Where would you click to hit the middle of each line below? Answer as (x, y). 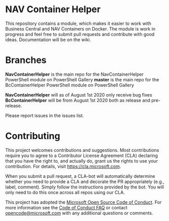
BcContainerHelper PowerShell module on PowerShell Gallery (70, 85)
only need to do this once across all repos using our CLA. (65, 192)
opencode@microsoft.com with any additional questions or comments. (79, 213)
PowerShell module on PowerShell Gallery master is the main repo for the (82, 79)
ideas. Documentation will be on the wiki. (48, 40)
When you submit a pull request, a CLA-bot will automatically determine (80, 176)
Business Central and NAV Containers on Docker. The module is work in (80, 28)
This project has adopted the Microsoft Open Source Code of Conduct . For (83, 202)
